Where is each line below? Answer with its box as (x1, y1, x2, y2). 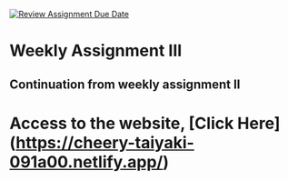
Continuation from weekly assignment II (9, 76, 241, 92)
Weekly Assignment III (9, 41, 183, 61)
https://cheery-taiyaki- (15, 132, 195, 153)
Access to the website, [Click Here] (9, 113, 281, 134)
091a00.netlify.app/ (9, 151, 164, 172)
